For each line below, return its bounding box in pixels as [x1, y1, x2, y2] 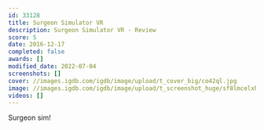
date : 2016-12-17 [8, 41, 65, 49]
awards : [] [8, 56, 44, 63]
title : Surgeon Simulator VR [8, 19, 104, 27]
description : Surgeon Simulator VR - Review [8, 26, 156, 34]
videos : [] [8, 92, 44, 99]
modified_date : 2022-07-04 [8, 63, 97, 70]
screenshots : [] [8, 70, 61, 78]
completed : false [8, 48, 65, 56]
